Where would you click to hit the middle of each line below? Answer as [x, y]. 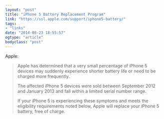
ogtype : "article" [24, 38]
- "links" [15, 28]
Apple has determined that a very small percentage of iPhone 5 [82, 65]
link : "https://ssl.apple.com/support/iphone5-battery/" [66, 19]
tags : [11, 24]
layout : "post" [21, 10]
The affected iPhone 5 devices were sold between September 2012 [86, 86]
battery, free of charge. [41, 111]
